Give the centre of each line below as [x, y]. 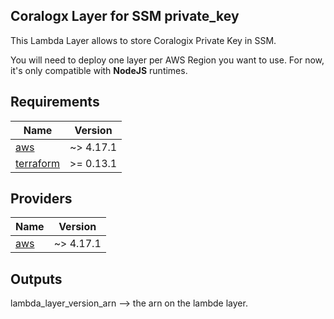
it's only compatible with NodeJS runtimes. [99, 70]
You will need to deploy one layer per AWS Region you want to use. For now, [167, 60]
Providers [41, 199]
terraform [38, 163]
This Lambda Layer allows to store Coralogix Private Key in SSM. [143, 40]
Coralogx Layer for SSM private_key [125, 16]
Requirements [55, 102]
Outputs [36, 279]
